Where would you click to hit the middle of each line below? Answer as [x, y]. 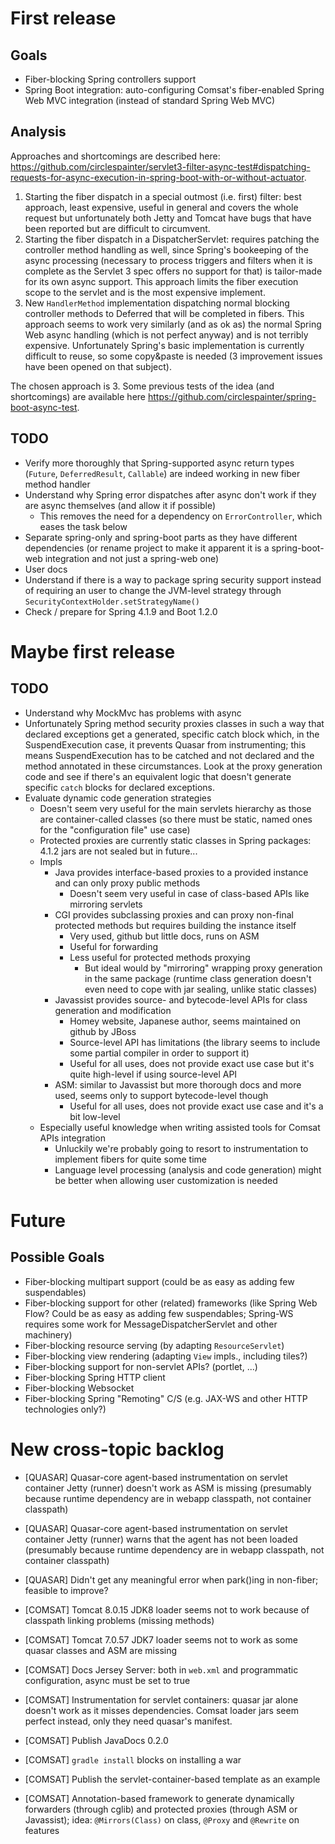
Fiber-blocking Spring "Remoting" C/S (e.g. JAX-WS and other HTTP [166, 1398]
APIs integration [72, 1138]
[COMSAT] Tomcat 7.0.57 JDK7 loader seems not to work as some [161, 1639]
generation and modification [113, 1010]
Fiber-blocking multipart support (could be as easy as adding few [159, 1281]
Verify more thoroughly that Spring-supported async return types [159, 463]
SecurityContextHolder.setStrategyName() [112, 602]
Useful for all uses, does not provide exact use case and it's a [196, 1106]
